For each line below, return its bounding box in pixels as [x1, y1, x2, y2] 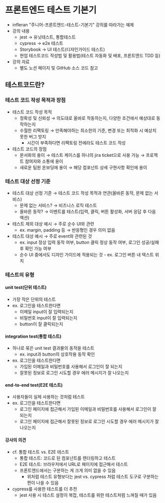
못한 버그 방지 [19, 134, 46, 140]
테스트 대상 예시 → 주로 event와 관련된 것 [12, 233, 92, 239]
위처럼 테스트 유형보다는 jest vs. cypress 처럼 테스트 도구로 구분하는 [27, 473, 159, 479]
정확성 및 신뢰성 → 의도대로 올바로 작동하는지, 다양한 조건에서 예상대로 [19, 115, 155, 121]
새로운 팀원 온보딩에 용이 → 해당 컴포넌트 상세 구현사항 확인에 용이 [19, 164, 147, 170]
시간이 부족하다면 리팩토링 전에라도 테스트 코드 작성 [27, 140, 126, 145]
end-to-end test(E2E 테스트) [5, 382, 63, 388]
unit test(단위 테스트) [5, 285, 47, 290]
